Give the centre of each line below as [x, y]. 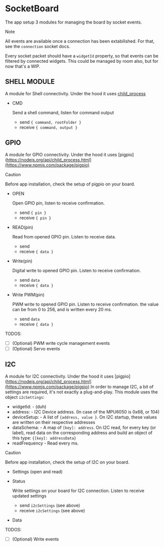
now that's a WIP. [23, 66]
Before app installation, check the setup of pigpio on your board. [70, 184]
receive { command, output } [48, 127]
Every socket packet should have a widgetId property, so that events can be [82, 56]
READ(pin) [23, 227]
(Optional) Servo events [36, 348]
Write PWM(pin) [28, 294]
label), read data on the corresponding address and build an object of [82, 433]
